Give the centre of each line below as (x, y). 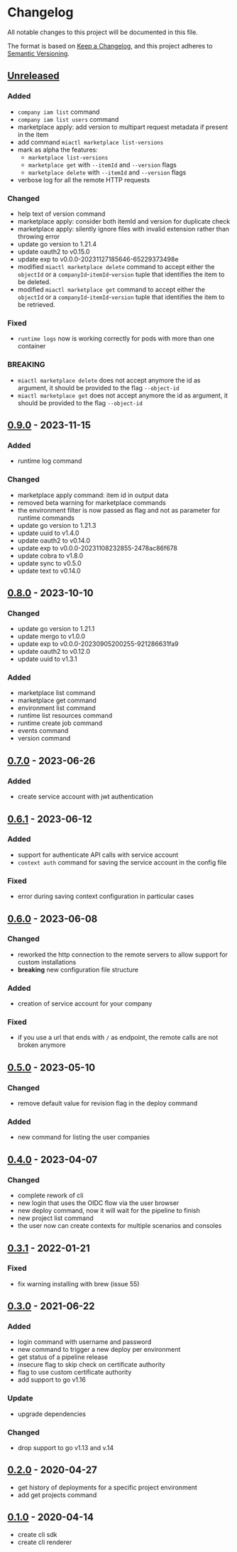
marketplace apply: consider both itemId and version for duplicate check (124, 221)
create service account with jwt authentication (86, 797)
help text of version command (61, 214)
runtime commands (46, 518)
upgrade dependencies (52, 1414)
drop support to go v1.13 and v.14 (66, 1448)
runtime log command (50, 461)
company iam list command (59, 112)
